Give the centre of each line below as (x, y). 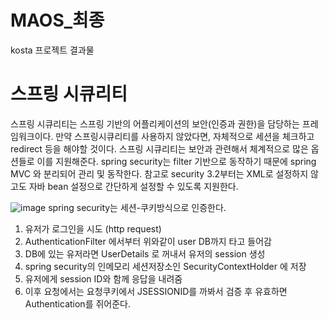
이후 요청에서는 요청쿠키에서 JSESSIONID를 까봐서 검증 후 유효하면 (156, 291)
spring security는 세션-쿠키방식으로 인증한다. (137, 207)
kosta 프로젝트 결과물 (52, 50)
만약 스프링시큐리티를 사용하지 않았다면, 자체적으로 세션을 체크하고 (185, 136)
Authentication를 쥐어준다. (78, 303)
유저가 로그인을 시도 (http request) (93, 228)
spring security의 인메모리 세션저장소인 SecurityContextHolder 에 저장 (165, 266)
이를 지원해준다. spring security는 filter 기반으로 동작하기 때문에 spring (176, 161)
